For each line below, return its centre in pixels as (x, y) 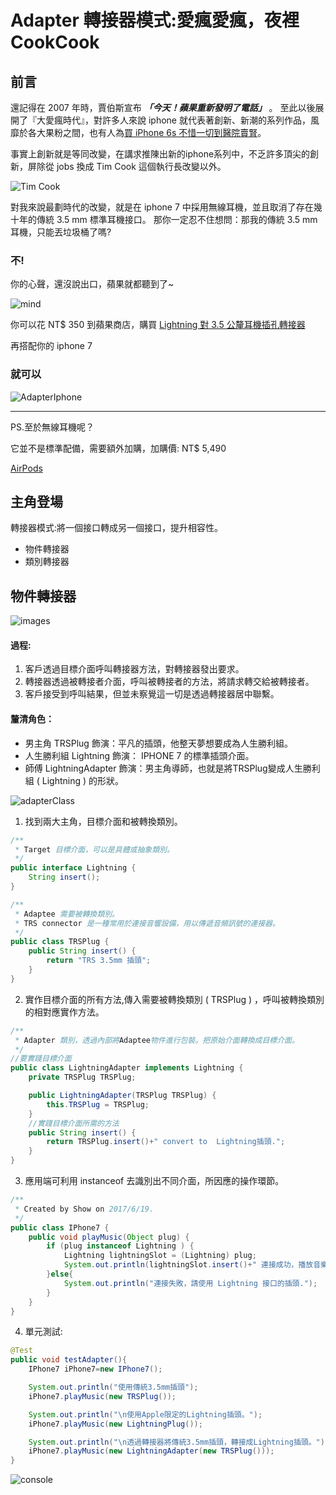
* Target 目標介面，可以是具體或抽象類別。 (94, 849)
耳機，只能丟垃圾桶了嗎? (61, 232)
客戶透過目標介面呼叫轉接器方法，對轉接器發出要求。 (134, 669)
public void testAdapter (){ (69, 1360)
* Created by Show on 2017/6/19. (84, 1209)
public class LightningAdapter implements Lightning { (127, 1068)
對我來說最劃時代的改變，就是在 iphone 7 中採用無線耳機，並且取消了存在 (162, 207)
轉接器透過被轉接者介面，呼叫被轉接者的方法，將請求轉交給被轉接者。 (169, 682)
